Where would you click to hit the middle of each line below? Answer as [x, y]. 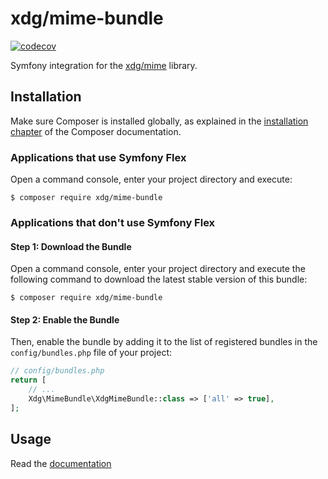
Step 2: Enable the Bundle [65, 319]
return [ [28, 380]
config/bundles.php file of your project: [91, 353]
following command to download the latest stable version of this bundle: [159, 279]
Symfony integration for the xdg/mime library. [104, 65]
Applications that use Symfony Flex [98, 157]
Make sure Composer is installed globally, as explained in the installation [159, 121]
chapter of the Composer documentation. [96, 131]
